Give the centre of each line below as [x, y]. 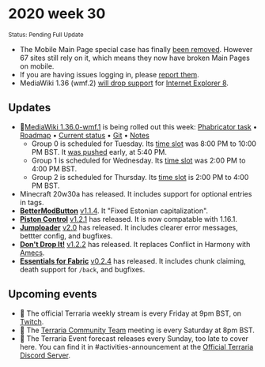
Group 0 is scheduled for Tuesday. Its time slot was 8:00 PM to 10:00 [144, 144]
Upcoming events [53, 294]
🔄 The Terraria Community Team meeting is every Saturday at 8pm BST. [137, 330]
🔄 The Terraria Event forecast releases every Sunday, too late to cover [134, 338]
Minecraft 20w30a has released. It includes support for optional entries [136, 193]
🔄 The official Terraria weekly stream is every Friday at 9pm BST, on [131, 313]
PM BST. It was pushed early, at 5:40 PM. [99, 152]
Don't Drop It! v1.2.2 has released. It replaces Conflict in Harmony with [135, 244]
